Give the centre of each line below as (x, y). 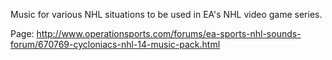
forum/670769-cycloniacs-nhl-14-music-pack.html (115, 44)
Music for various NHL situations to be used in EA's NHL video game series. (166, 14)
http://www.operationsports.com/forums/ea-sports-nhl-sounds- (169, 33)
